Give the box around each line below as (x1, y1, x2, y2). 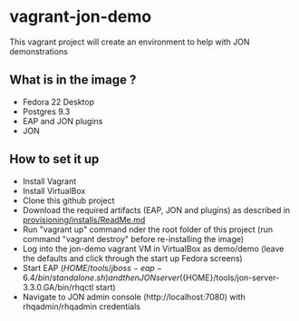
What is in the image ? (9, 73, 137, 88)
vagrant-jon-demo (9, 6, 152, 27)
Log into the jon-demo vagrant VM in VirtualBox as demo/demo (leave (22, 243, 285, 254)
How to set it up (9, 151, 100, 167)
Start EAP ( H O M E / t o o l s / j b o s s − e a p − (22, 262, 163, 273)
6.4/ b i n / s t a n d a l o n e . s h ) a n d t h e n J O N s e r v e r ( (22, 272, 183, 283)
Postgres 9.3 (22, 106, 71, 117)
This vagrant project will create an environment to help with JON (9, 36, 251, 47)
